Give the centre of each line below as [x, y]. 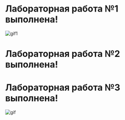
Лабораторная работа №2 [63, 54]
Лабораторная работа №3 [63, 87]
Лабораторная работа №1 [62, 9]
